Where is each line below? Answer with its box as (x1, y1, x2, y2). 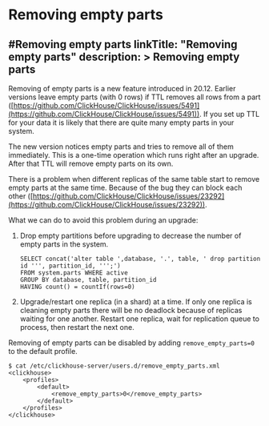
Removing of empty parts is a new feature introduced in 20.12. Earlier (8, 84, 236, 93)
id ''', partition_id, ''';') (19, 262, 122, 270)
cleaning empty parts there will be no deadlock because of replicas (19, 306, 243, 315)
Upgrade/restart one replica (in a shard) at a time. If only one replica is (19, 297, 252, 306)
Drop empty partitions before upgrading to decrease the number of (19, 231, 242, 240)
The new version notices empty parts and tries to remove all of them (8, 142, 234, 151)
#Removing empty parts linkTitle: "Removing (8, 38, 238, 51)
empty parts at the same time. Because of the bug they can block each (8, 183, 243, 192)
